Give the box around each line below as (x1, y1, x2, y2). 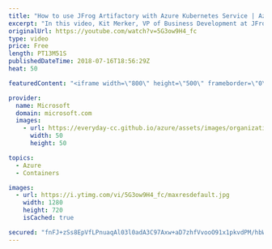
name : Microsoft (15, 101, 70, 109)
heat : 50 (8, 65, 38, 73)
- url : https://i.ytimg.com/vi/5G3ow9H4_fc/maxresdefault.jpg (15, 191, 230, 200)
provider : (8, 94, 42, 102)
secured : (8, 228, 38, 236)
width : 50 (29, 131, 63, 140)
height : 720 (23, 206, 63, 215)
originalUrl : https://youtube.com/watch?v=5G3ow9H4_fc (8, 27, 198, 35)
